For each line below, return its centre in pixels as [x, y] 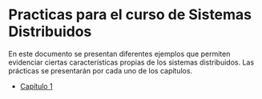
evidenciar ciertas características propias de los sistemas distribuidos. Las [131, 62]
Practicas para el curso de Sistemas [130, 15]
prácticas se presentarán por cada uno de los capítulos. [101, 70]
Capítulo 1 [36, 86]
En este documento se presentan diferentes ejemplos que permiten [119, 53]
